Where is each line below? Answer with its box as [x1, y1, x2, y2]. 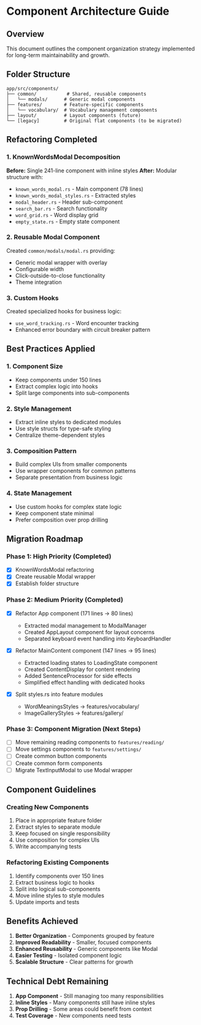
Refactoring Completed [6, 134, 97, 145]
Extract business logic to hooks [15, 878, 95, 886]
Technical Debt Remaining [6, 976, 109, 986]
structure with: [6, 173, 44, 180]
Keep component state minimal [15, 509, 94, 516]
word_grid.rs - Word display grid [15, 211, 99, 218]
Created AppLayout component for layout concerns [24, 628, 155, 635]
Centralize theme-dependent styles [15, 431, 105, 439]
